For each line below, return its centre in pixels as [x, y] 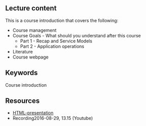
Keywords [21, 73]
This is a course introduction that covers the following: [62, 20]
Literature [22, 51]
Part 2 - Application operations [52, 46]
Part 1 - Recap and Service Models [56, 41]
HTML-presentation [33, 113]
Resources [22, 101]
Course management [34, 30]
